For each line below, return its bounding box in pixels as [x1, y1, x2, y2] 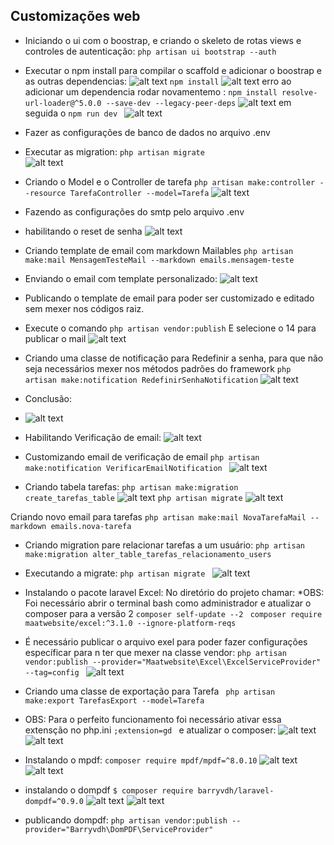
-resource [24, 188, 67, 198]
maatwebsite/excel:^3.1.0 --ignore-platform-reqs [24, 618, 237, 628]
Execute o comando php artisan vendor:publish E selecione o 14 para [24, 322, 317, 334]
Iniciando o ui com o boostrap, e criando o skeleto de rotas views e [24, 34, 302, 46]
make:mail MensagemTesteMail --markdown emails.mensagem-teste [24, 255, 295, 265]
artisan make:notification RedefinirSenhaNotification [24, 375, 259, 385]
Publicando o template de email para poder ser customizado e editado [24, 292, 315, 304]
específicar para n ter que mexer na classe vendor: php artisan [24, 646, 287, 658]
